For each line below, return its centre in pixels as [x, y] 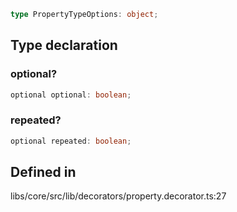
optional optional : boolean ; [71, 95]
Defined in [43, 172]
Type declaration [64, 45]
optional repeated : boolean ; [71, 141]
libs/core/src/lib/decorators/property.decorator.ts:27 [118, 196]
